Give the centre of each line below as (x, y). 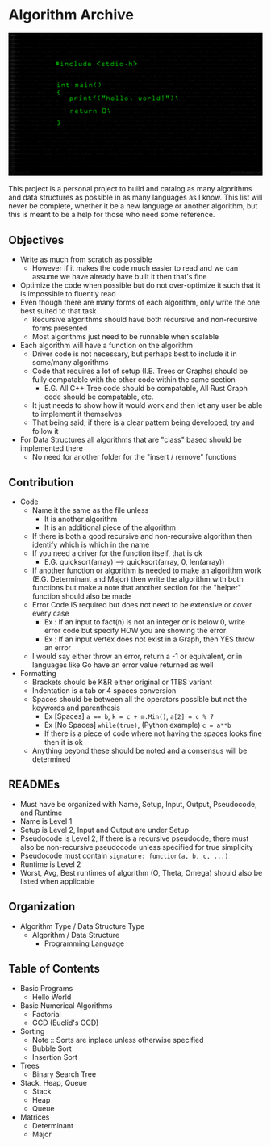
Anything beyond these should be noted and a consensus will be (140, 751)
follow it (45, 431)
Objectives (36, 240)
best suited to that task (58, 311)
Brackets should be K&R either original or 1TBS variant (122, 682)
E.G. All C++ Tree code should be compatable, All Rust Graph (146, 389)
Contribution (41, 482)
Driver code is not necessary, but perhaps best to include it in (134, 354)
